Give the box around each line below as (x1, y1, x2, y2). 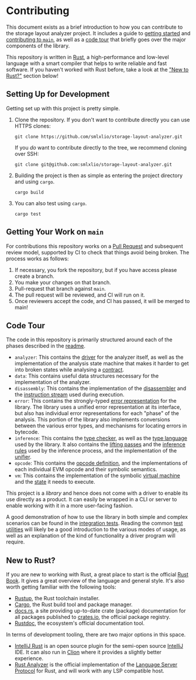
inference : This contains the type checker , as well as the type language (14, 435, 187, 442)
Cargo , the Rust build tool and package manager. (14, 601, 133, 608)
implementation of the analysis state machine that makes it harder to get (14, 360, 189, 367)
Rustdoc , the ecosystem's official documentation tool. (14, 620, 145, 627)
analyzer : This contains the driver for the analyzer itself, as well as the (14, 353, 184, 361)
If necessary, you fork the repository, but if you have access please (14, 266, 177, 273)
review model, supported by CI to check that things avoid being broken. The (6, 249, 190, 256)
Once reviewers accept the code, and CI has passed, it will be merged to (14, 297, 190, 304)
